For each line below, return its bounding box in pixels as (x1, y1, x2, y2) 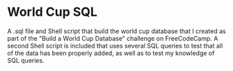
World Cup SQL (7, 4, 97, 20)
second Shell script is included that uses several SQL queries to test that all (7, 41, 223, 50)
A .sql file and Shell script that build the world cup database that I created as (7, 27, 226, 35)
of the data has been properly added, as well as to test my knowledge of (7, 49, 215, 57)
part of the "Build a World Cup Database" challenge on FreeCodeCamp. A (7, 34, 218, 42)
